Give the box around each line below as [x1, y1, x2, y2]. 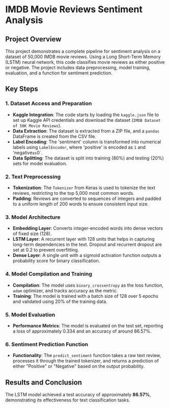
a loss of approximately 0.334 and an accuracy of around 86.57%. [12, 328, 152, 334]
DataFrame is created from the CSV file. [12, 133, 97, 139]
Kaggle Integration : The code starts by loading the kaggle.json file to [12, 111, 159, 118]
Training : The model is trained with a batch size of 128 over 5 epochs [12, 293, 159, 299]
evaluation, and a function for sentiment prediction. [5, 70, 113, 76]
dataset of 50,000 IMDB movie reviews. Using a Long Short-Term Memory [5, 54, 161, 60]
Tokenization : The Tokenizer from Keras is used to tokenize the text [12, 185, 155, 191]
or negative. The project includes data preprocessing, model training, [5, 65, 151, 70]
